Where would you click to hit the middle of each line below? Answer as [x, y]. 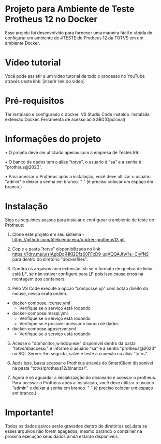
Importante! [29, 412]
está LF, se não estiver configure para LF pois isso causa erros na [78, 274]
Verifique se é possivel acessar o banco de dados [69, 323]
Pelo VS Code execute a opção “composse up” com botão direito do [80, 288]
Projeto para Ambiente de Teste [70, 9]
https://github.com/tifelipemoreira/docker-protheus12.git [68, 239]
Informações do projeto [53, 139]
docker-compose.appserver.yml [44, 329]
